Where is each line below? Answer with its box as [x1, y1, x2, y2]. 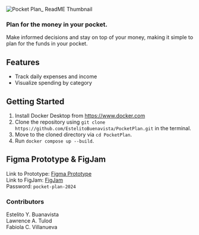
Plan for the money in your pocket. [6, 20, 108, 28]
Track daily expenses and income [14, 73, 97, 80]
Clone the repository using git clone [14, 118, 106, 125]
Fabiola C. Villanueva [6, 224, 58, 231]
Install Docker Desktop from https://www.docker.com [14, 112, 146, 119]
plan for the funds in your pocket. [6, 40, 88, 47]
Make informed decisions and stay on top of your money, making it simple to [6, 34, 194, 41]
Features [6, 57, 40, 67]
